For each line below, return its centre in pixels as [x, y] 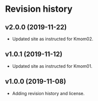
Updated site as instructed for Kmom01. [52, 66]
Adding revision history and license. [48, 93]
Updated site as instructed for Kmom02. [53, 39]
